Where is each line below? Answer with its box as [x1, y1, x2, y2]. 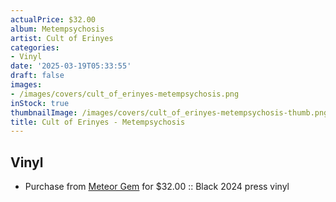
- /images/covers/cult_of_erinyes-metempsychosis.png [10, 89, 240, 99]
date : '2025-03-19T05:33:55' [10, 61, 132, 71]
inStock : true [10, 98, 70, 108]
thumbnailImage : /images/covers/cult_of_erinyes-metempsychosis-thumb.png [10, 107, 329, 118]
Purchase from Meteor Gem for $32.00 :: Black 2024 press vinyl [24, 181, 290, 193]
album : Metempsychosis [10, 24, 105, 34]
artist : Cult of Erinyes [10, 33, 114, 43]
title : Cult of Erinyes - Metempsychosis [10, 117, 186, 127]
